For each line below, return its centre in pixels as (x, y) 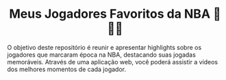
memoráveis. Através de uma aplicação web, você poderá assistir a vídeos (112, 62)
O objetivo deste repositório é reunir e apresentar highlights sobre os (104, 47)
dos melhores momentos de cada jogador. (67, 69)
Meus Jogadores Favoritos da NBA (110, 14)
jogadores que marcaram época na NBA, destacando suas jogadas (102, 55)
